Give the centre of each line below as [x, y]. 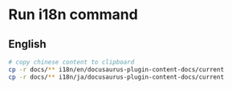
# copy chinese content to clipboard [71, 62]
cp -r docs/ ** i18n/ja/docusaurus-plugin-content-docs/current [116, 77]
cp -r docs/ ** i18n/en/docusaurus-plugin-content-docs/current [116, 69]
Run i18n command [73, 15]
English [27, 44]
